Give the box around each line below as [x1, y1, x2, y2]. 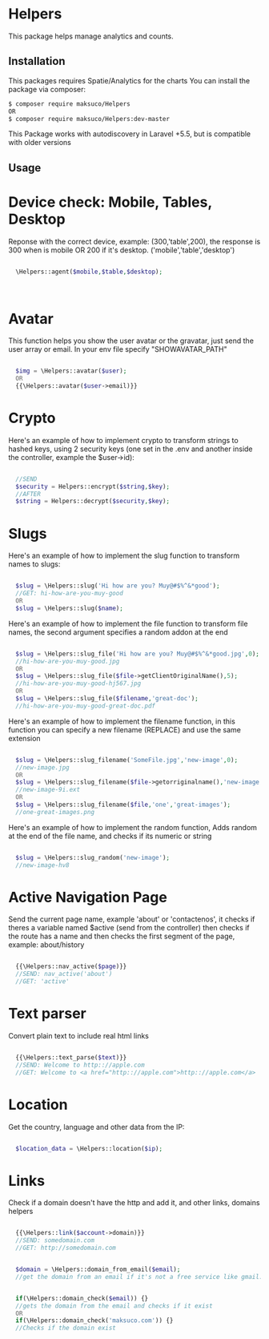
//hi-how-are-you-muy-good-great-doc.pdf [15, 702, 156, 710]
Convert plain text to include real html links [8, 1031, 150, 1041]
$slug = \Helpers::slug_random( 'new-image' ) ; [15, 853, 171, 861]
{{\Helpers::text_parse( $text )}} [15, 1054, 127, 1062]
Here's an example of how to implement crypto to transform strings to [8, 435, 239, 445]
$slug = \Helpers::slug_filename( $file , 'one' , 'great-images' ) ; [15, 801, 231, 809]
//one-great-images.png [15, 808, 94, 816]
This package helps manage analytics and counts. [8, 31, 174, 41]
